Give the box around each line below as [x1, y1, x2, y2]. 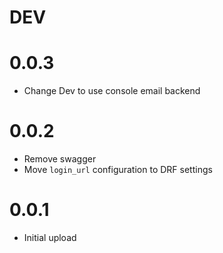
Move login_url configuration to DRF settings [23, 164, 213, 176]
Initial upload [23, 232, 77, 243]
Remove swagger [23, 153, 97, 165]
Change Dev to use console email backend [23, 85, 201, 97]
